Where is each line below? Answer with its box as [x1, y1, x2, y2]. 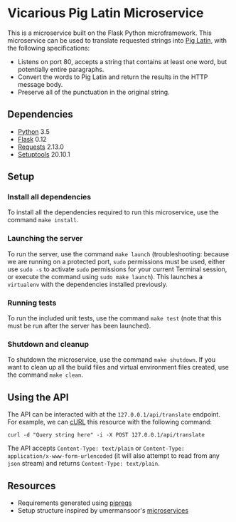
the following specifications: [7, 43, 90, 52]
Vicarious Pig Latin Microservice [7, 5, 204, 21]
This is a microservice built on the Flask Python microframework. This [7, 28, 212, 37]
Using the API [7, 391, 69, 403]
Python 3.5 [17, 127, 50, 136]
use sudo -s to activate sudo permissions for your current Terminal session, [7, 265, 227, 273]
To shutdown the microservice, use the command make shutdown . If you [7, 355, 216, 364]
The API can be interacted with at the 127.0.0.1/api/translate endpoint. [7, 410, 220, 419]
